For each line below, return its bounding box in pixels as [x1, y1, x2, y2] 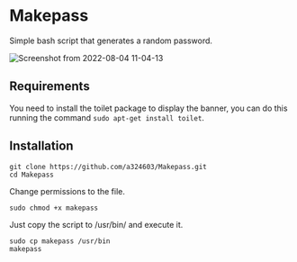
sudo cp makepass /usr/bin [9, 236, 111, 246]
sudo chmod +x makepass [9, 203, 99, 212]
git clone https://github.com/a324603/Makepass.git [9, 162, 207, 171]
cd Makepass [9, 170, 54, 179]
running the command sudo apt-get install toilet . [9, 112, 205, 122]
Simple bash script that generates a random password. [9, 35, 213, 46]
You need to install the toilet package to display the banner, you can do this [9, 103, 288, 113]
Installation [9, 139, 74, 154]
